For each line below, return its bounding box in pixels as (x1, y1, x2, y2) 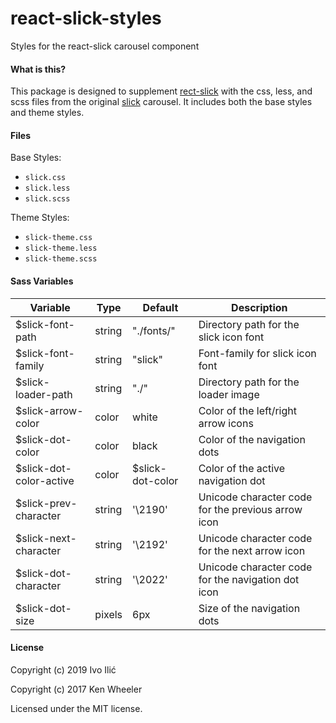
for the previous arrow (198, 502, 303, 516)
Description (231, 300, 288, 314)
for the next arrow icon (198, 543, 306, 557)
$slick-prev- (15, 496, 78, 510)
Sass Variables (10, 275, 74, 287)
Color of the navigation (198, 432, 306, 446)
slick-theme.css (24, 233, 93, 243)
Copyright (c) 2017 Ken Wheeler (10, 683, 143, 695)
